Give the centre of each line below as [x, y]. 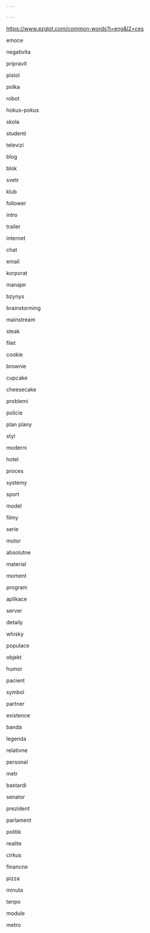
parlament [19, 820]
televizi [15, 145]
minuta [15, 890]
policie [14, 413]
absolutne [19, 552]
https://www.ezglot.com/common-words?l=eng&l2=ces [75, 28]
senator [16, 797]
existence [18, 715]
